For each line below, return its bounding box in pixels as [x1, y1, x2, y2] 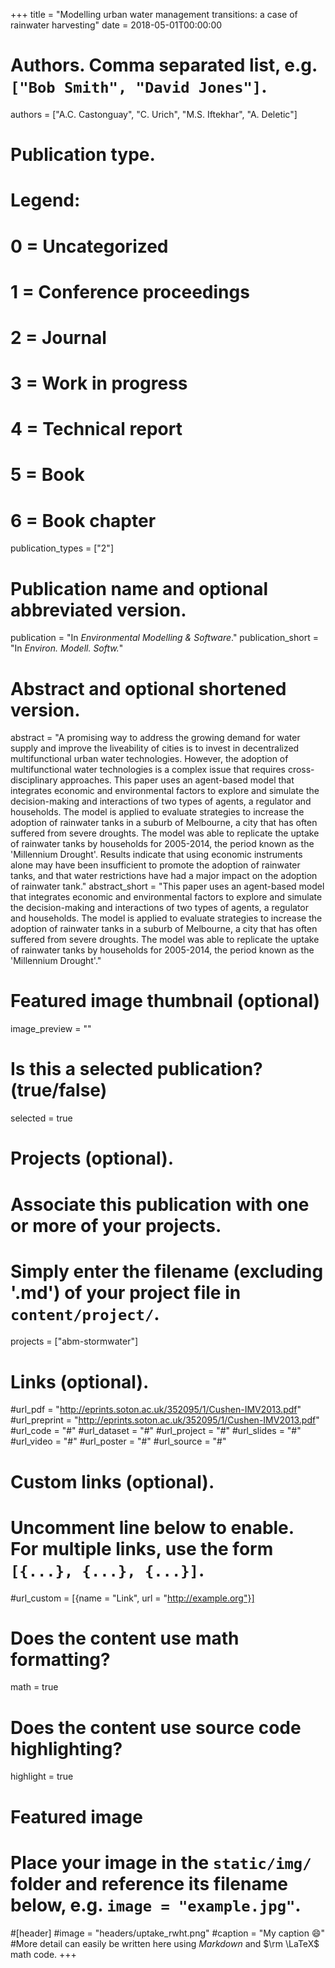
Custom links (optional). [10, 1470, 215, 1493]
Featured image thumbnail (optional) [10, 990, 321, 1013]
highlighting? [10, 1737, 123, 1760]
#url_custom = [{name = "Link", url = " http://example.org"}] [10, 1592, 255, 1604]
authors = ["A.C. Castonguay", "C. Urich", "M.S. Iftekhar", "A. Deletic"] [10, 108, 298, 120]
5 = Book [10, 464, 85, 486]
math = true [10, 1681, 59, 1693]
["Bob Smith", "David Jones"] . [10, 75, 268, 98]
